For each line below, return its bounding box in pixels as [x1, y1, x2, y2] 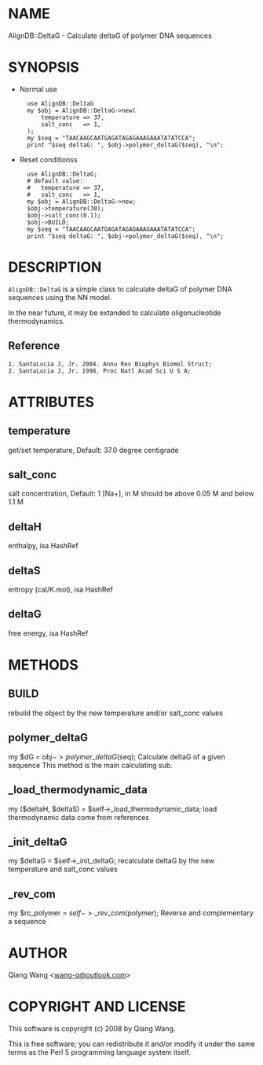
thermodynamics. [8, 316, 65, 325]
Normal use [19, 84, 57, 94]
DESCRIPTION [8, 258, 102, 276]
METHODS [8, 656, 79, 674]
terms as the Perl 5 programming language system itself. [8, 1048, 191, 1056]
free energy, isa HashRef [8, 628, 89, 638]
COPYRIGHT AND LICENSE [8, 998, 186, 1016]
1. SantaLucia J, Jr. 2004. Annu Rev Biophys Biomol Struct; [8, 360, 213, 368]
